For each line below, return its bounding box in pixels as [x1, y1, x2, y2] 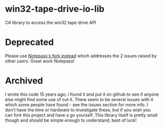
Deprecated [5, 37, 54, 48]
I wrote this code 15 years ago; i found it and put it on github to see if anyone [5, 91, 159, 97]
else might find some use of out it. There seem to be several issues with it [5, 96, 154, 102]
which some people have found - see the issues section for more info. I [5, 102, 148, 107]
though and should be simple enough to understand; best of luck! [5, 117, 137, 123]
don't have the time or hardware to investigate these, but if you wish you [5, 107, 151, 113]
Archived [5, 75, 43, 86]
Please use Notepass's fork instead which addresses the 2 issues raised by [5, 53, 157, 59]
